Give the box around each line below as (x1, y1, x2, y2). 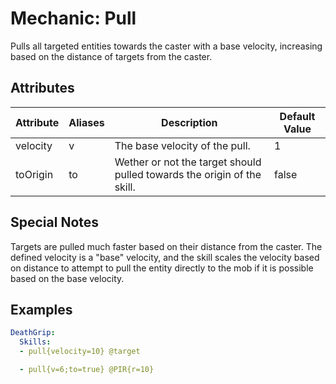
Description (161, 115, 218, 129)
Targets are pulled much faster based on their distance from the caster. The (10, 240, 323, 252)
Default (279, 109, 316, 123)
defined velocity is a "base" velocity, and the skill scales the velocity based (10, 251, 320, 263)
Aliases (68, 115, 105, 129)
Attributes (10, 80, 75, 97)
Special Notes (10, 214, 100, 231)
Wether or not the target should (114, 155, 262, 169)
